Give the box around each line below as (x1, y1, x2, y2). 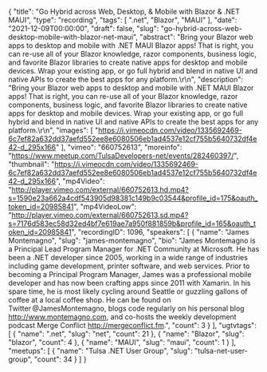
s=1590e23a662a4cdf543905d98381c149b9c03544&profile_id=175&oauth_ (8, 193, 258, 203)
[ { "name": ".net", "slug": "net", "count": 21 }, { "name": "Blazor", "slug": (8, 329, 245, 338)
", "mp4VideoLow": (73, 202, 137, 211)
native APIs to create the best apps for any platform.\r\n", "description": (8, 75, 244, 84)
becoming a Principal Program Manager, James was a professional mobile (8, 270, 252, 279)
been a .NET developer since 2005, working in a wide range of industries (8, 253, 249, 262)
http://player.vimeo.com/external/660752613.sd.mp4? (11, 211, 189, 220)
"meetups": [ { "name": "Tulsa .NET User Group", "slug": (8, 346, 193, 355)
